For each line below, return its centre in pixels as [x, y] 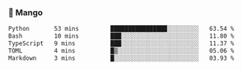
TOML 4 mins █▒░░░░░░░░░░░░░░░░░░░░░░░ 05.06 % [121, 50]
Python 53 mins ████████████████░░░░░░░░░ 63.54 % [121, 29]
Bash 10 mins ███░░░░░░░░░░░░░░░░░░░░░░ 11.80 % [121, 36]
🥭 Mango [26, 13]
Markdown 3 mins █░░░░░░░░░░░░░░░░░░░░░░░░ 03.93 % [121, 58]
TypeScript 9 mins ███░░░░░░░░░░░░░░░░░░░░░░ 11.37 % [121, 44]
